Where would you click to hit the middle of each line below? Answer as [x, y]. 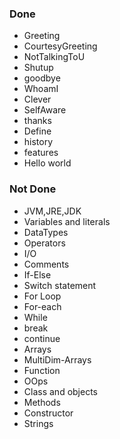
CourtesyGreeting [60, 46]
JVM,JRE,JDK [52, 211]
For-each [42, 306]
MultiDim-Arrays [57, 359]
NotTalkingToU [54, 57]
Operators [44, 243]
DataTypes [46, 232]
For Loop [42, 296]
